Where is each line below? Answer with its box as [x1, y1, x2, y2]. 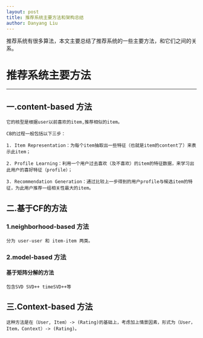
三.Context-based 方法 [6, 302, 93, 312]
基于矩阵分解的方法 [6, 269, 54, 276]
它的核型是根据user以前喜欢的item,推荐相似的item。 [6, 119, 123, 126]
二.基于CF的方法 [6, 203, 68, 213]
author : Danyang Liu [6, 20, 59, 26]
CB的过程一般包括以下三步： [6, 131, 66, 137]
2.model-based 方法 [6, 253, 66, 261]
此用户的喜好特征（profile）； [6, 167, 72, 173]
